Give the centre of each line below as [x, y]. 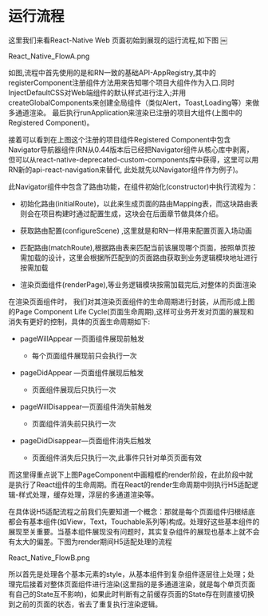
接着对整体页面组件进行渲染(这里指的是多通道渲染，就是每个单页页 [139, 584]
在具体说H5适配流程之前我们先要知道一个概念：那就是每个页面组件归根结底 [132, 511]
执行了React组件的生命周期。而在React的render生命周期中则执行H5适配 [133, 484]
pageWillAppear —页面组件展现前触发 [82, 338]
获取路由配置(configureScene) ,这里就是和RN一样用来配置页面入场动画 [136, 230]
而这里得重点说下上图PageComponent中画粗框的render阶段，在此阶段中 [127, 474]
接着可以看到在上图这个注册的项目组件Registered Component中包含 [120, 139]
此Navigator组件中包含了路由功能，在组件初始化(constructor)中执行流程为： [133, 186]
